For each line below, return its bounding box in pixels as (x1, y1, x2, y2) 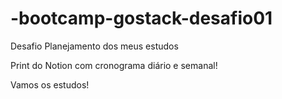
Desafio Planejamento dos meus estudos (10, 40, 179, 52)
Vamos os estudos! (10, 78, 90, 91)
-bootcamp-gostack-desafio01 (10, 7, 273, 30)
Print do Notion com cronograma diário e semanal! (10, 59, 218, 71)
